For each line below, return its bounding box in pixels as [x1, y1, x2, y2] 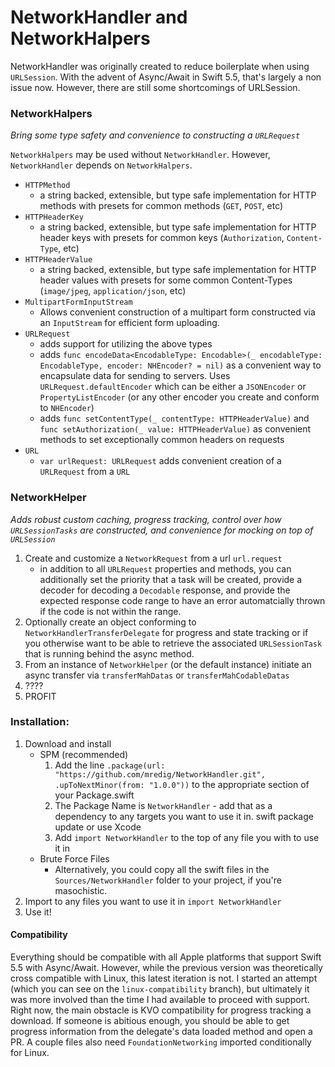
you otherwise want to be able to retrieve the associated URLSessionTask [24, 637, 323, 649]
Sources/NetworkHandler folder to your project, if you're [54, 874, 282, 886]
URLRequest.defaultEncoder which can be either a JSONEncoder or [39, 381, 307, 393]
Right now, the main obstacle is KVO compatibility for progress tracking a [10, 1004, 312, 1016]
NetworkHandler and [10, 6, 188, 29]
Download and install [24, 737, 112, 750]
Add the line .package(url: [54, 759, 166, 771]
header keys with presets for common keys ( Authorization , [39, 232, 285, 244]
